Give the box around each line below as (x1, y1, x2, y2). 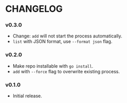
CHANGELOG (5, 3, 63, 15)
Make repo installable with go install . (12, 63, 93, 69)
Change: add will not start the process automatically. (12, 33, 122, 39)
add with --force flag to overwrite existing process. (12, 68, 120, 74)
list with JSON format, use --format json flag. (12, 38, 113, 45)
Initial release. (12, 93, 42, 99)
